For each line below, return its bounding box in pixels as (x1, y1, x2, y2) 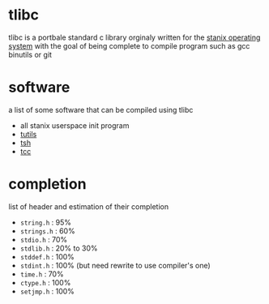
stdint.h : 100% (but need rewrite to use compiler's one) (19, 260, 211, 270)
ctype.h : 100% (19, 277, 71, 287)
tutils (19, 129, 37, 139)
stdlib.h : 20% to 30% (19, 243, 99, 253)
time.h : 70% (19, 269, 64, 279)
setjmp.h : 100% (19, 286, 75, 296)
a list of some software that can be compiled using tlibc (8, 105, 194, 114)
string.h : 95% (19, 217, 71, 227)
